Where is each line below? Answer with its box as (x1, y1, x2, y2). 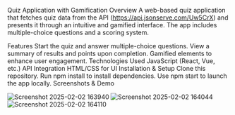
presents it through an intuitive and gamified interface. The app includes (7, 21, 217, 29)
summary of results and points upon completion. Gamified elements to (7, 49, 212, 57)
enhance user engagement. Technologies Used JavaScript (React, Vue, (7, 57, 215, 65)
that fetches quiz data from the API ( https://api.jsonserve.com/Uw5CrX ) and (7, 13, 229, 22)
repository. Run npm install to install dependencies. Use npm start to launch (7, 72, 227, 80)
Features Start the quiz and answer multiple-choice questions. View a (7, 42, 210, 50)
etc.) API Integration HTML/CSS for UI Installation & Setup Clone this (7, 65, 206, 72)
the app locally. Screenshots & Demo (7, 79, 115, 87)
